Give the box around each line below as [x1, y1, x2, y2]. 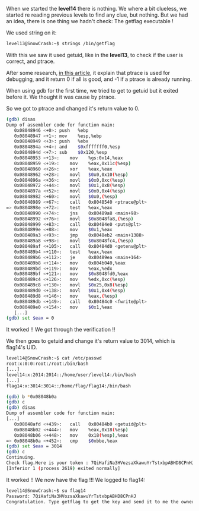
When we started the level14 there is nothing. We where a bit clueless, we [6, 5, 187, 12]
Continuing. [6, 455, 36, 460]
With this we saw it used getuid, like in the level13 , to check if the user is [6, 51, 184, 58]
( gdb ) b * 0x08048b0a [6, 393, 57, 400]
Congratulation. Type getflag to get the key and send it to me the [6, 499, 179, 504]
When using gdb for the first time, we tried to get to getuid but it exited [6, 87, 179, 94]
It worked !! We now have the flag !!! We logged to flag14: [6, 476, 146, 483]
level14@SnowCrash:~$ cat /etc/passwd [6, 355, 102, 361]
